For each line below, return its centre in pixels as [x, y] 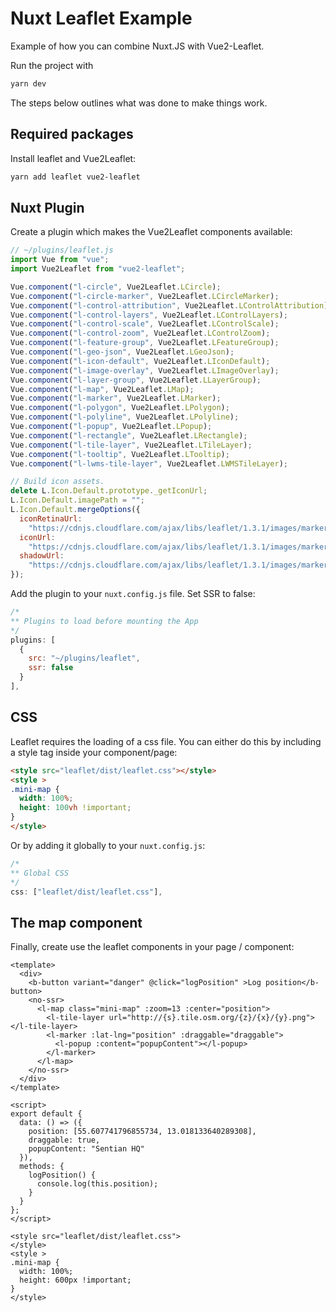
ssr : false [51, 668]
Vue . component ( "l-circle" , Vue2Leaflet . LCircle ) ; [116, 287]
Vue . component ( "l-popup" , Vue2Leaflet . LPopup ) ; [111, 427]
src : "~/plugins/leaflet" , [84, 658]
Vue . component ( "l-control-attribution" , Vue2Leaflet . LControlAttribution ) [169, 305]
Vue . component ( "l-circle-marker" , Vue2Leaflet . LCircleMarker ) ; [145, 296]
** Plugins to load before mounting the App [104, 621]
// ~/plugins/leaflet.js [62, 250]
